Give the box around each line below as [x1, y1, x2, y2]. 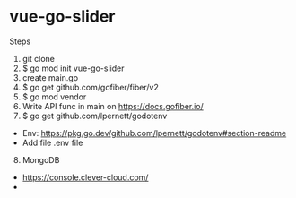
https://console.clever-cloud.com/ [22, 172, 149, 183]
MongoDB [22, 154, 60, 165]
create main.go [22, 72, 79, 82]
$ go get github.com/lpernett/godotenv [22, 110, 168, 121]
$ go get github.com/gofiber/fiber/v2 [22, 82, 160, 92]
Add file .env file [22, 137, 83, 148]
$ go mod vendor [22, 91, 87, 102]
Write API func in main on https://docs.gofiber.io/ [22, 100, 204, 111]
